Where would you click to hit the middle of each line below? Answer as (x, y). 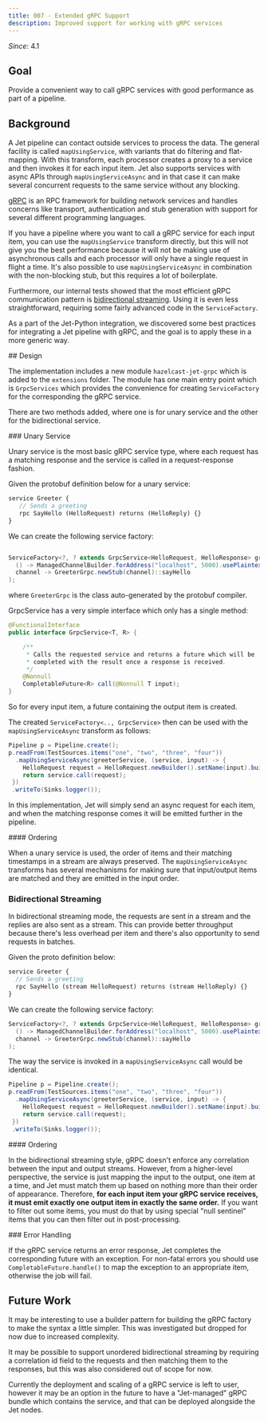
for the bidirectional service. (55, 420)
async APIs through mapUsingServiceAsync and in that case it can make (124, 177)
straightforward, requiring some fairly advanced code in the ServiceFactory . (133, 308)
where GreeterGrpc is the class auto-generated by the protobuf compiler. (128, 595)
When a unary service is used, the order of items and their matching (120, 853)
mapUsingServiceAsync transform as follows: (80, 730)
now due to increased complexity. (64, 1336)
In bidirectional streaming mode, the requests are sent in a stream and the (130, 916)
